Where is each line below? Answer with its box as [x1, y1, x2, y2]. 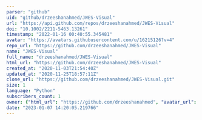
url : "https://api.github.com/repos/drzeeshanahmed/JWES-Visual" [6, 20, 175, 26]
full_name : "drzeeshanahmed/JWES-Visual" [6, 54, 113, 60]
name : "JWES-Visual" [6, 48, 59, 55]
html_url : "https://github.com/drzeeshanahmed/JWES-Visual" [6, 59, 162, 65]
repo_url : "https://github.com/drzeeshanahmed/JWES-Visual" [6, 43, 162, 49]
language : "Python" [6, 88, 56, 94]
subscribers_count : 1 [6, 93, 61, 99]
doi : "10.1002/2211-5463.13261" [6, 25, 88, 32]
